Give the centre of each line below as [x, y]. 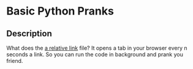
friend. [15, 61]
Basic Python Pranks [60, 11]
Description [29, 34]
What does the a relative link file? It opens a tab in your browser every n [97, 48]
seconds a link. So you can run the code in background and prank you [95, 54]
